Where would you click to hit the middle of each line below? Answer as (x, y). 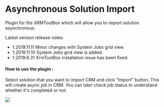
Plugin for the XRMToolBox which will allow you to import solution (72, 23)
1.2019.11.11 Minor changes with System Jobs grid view (68, 47)
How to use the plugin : (29, 69)
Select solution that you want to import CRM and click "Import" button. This (82, 80)
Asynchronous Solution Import (70, 9)
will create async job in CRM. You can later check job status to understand (81, 85)
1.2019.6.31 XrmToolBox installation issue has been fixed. (70, 57)
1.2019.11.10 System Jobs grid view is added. (58, 52)
